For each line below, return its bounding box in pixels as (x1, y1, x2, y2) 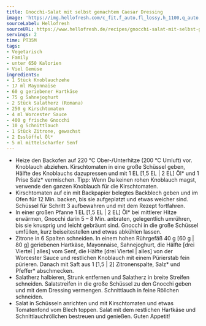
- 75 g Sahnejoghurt (6, 94, 59, 100)
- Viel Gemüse (6, 65, 43, 72)
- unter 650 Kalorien (6, 60, 62, 66)
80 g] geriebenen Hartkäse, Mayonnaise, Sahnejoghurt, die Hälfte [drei (15, 241, 195, 248)
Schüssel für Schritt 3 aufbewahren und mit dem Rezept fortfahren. (15, 202, 186, 209)
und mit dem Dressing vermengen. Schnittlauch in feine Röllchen (15, 286, 179, 294)
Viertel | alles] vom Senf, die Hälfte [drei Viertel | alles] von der (15, 247, 173, 254)
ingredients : (6, 72, 40, 78)
